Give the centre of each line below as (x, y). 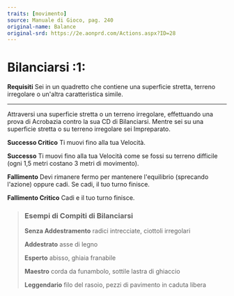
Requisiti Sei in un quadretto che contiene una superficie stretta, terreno (111, 87)
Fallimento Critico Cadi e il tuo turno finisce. (71, 198)
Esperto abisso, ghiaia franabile (70, 258)
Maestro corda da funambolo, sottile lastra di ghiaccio (102, 272)
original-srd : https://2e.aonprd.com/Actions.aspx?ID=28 (92, 33)
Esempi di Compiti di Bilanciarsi (79, 216)
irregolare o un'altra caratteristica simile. (65, 94)
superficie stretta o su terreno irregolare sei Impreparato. (89, 129)
